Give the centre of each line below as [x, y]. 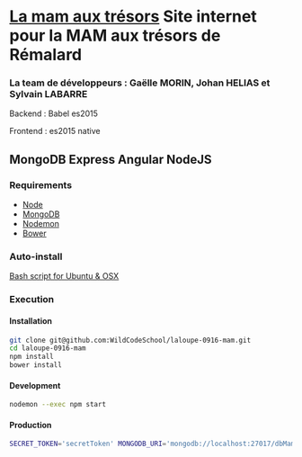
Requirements [41, 184]
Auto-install [36, 256]
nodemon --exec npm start [58, 405]
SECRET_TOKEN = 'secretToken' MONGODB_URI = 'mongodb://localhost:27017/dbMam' [154, 444]
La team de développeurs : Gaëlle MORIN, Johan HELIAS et [140, 83]
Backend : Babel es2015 [54, 113]
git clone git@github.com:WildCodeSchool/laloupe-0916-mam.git [130, 340]
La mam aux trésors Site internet [133, 17]
